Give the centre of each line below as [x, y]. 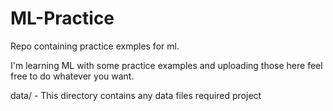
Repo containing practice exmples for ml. [95, 46]
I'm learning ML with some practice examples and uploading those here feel [166, 65]
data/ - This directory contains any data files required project [136, 95]
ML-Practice [62, 18]
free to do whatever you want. [72, 76]
